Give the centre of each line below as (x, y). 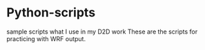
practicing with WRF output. (46, 38)
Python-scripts (51, 13)
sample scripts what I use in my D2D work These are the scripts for (102, 32)
